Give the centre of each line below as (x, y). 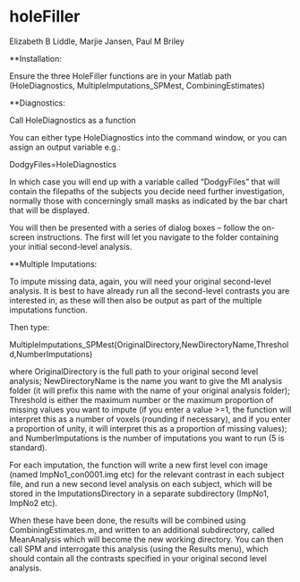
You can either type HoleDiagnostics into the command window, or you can (148, 137)
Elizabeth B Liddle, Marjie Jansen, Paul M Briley (97, 41)
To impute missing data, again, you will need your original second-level (140, 281)
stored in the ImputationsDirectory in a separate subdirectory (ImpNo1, (139, 493)
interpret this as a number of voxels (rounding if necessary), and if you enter (150, 419)
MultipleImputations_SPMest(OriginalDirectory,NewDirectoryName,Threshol (149, 344)
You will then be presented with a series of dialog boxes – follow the (135, 227)
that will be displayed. (49, 210)
